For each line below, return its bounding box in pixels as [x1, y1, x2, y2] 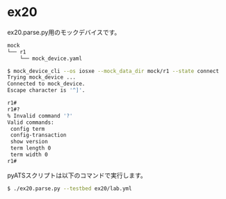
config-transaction [10, 132, 67, 139]
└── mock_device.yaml [19, 55, 82, 62]
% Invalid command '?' [7, 112, 73, 119]
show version [10, 138, 49, 145]
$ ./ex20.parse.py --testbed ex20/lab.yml [7, 185, 132, 192]
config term [10, 125, 45, 132]
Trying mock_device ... [7, 74, 76, 81]
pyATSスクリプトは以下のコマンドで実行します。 [7, 171, 147, 180]
